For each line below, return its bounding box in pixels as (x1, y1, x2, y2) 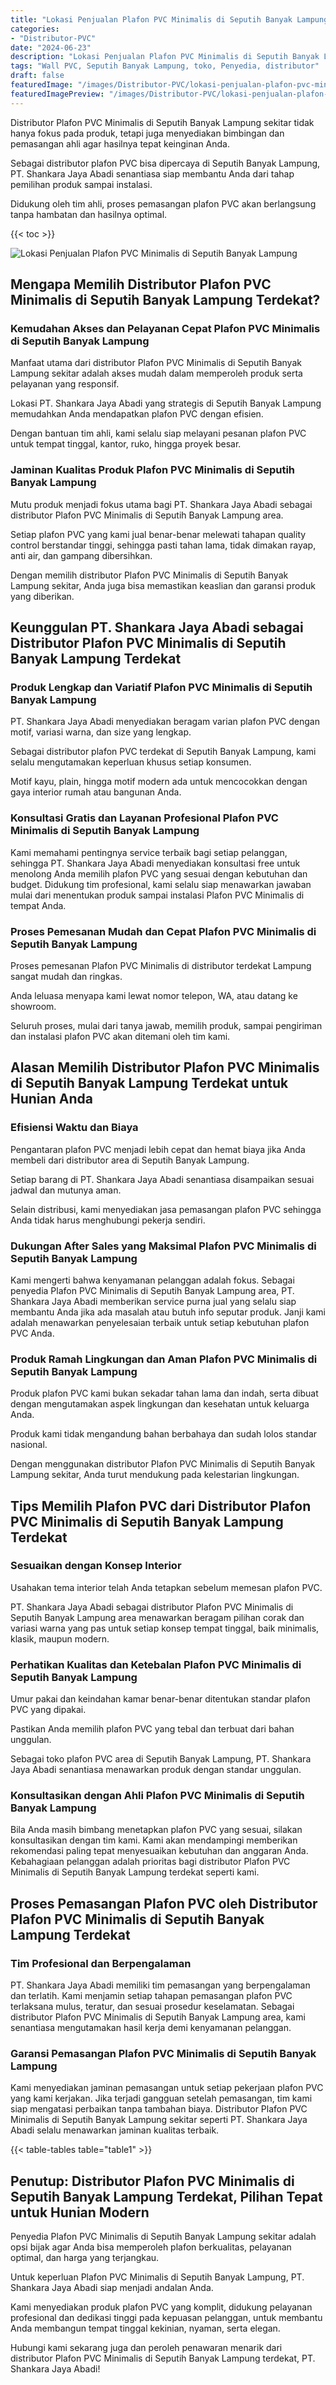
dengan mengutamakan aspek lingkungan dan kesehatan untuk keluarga (10, 1398, 310, 1410)
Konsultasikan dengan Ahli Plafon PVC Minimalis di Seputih (10, 1789, 305, 1803)
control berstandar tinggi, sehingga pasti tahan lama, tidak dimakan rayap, (10, 539, 317, 551)
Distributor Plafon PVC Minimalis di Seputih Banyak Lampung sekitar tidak (10, 116, 315, 128)
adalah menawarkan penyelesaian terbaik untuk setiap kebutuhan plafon (10, 1316, 310, 1328)
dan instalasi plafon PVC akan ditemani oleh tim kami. (10, 1030, 231, 1042)
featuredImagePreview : (10, 89, 105, 99)
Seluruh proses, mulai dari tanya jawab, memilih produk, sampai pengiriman (10, 1019, 323, 1031)
